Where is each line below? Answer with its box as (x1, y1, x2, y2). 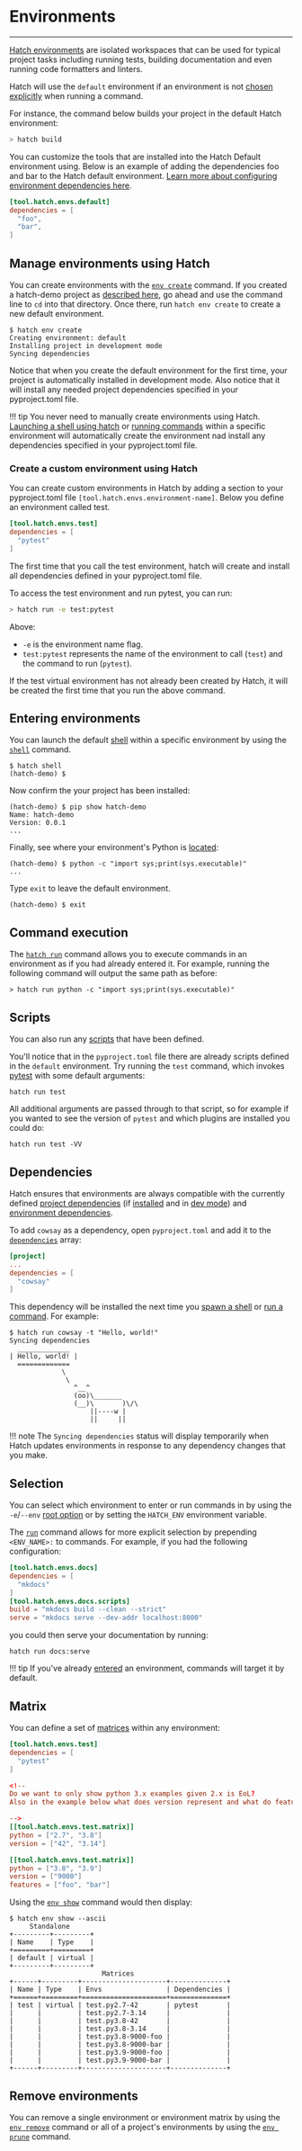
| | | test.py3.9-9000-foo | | (9, 2048, 231, 2057)
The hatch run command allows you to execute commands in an (9, 949, 247, 960)
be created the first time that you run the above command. (9, 685, 226, 695)
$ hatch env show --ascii (9, 1914, 106, 1923)
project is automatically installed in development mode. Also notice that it (9, 375, 280, 385)
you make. (9, 1450, 48, 1461)
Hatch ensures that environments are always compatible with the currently (9, 1188, 286, 1198)
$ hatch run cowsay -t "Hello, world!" (9, 1329, 159, 1338)
